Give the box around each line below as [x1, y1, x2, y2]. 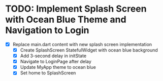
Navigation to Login [5, 25, 90, 36]
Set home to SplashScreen [20, 70, 76, 76]
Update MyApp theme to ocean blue [20, 64, 96, 70]
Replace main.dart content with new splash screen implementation [12, 41, 152, 47]
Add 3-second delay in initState [20, 53, 87, 59]
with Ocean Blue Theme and [5, 14, 126, 25]
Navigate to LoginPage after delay [20, 59, 91, 65]
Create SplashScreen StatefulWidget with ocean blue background [20, 47, 158, 53]
